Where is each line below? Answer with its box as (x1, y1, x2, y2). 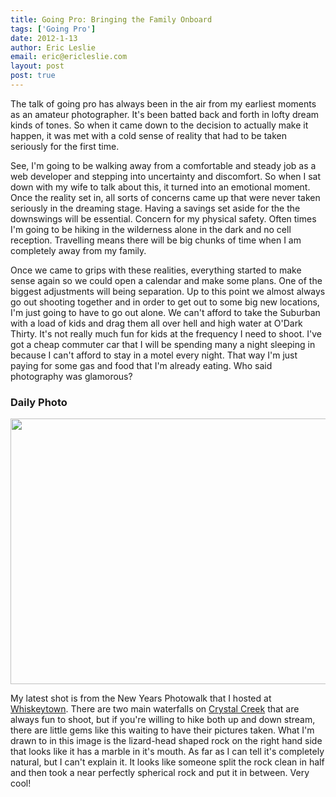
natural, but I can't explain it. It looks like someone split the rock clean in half (10, 756, 325, 768)
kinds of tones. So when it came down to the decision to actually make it (10, 119, 309, 131)
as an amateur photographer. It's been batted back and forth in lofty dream (10, 108, 320, 120)
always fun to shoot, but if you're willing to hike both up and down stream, (10, 714, 316, 726)
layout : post (10, 61, 65, 71)
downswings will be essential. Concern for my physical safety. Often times (10, 212, 317, 225)
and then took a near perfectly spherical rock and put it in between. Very (10, 767, 310, 779)
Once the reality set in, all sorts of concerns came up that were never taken (10, 191, 321, 203)
